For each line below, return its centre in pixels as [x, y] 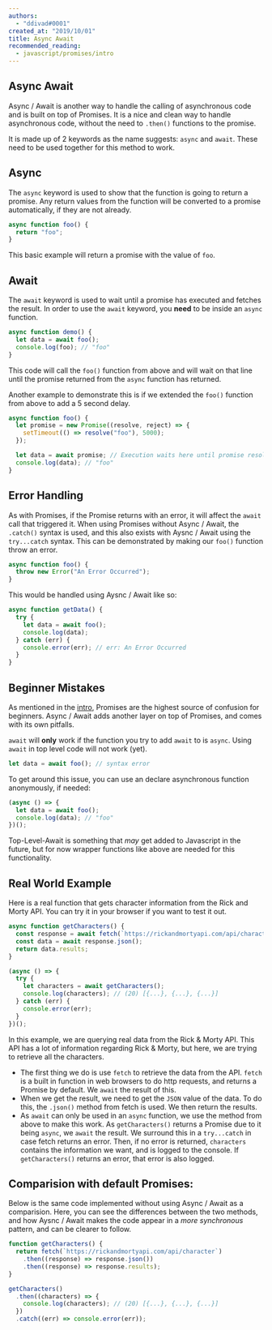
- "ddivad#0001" [43, 24]
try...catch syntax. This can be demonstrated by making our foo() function [136, 541]
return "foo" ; [39, 232]
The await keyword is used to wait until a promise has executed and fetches [135, 300]
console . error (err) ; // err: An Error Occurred [104, 648]
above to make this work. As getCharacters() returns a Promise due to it [140, 1124]
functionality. [30, 858]
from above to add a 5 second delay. [70, 403]
